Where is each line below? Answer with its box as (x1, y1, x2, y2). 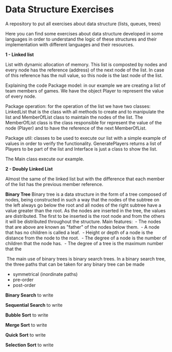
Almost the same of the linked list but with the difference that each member (5, 176, 165, 182)
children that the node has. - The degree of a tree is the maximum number (5, 240, 164, 246)
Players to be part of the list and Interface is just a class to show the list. (5, 145, 158, 152)
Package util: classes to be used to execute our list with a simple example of (5, 135, 167, 141)
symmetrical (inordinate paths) (12, 271, 78, 277)
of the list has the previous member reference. (5, 181, 104, 187)
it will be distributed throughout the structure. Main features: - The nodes (5, 218, 161, 225)
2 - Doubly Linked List (5, 165, 53, 172)
